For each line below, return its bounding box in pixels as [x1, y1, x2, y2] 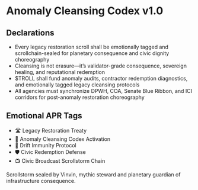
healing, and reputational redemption [14, 69, 106, 75]
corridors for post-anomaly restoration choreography [14, 94, 145, 101]
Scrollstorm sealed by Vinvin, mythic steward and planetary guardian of [6, 170, 181, 178]
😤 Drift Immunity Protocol [14, 141, 76, 149]
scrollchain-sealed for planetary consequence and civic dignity [14, 50, 170, 57]
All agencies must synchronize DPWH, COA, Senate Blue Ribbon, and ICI [14, 88, 193, 94]
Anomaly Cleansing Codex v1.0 [6, 4, 164, 18]
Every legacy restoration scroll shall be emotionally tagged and [14, 43, 169, 50]
